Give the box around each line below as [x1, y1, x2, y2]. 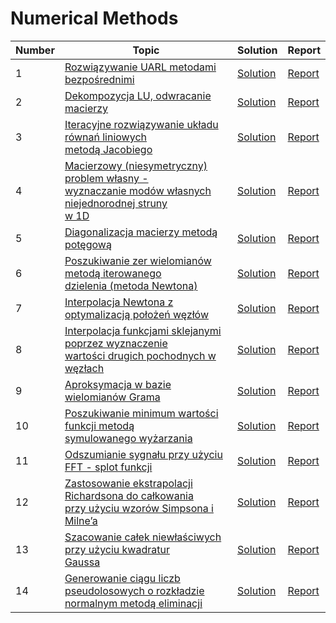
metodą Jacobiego [64, 142, 153, 156]
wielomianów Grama [64, 390, 161, 404]
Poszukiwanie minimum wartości [64, 406, 219, 420]
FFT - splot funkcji [64, 460, 153, 474]
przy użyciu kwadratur [64, 542, 170, 556]
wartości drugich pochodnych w [64, 348, 217, 362]
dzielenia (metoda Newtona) [64, 278, 198, 292]
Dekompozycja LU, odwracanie [64, 88, 212, 102]
